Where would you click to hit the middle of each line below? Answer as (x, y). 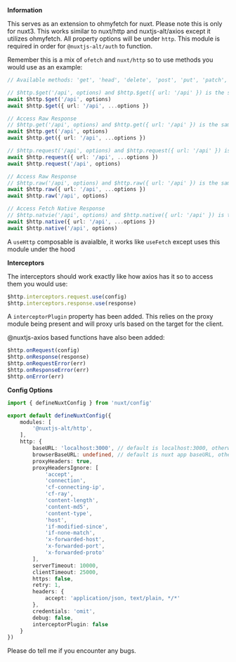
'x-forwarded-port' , (75, 546)
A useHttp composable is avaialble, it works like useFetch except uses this (114, 241)
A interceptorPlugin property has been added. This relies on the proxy (110, 317)
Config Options (30, 390)
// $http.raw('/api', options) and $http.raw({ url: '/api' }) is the (113, 183)
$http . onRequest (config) (44, 350)
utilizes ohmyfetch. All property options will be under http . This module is (113, 39)
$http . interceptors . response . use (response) (72, 303)
